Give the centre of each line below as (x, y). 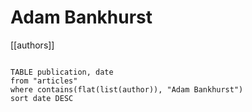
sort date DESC (42, 98)
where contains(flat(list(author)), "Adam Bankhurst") (127, 89)
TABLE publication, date (62, 72)
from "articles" (44, 81)
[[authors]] (32, 45)
